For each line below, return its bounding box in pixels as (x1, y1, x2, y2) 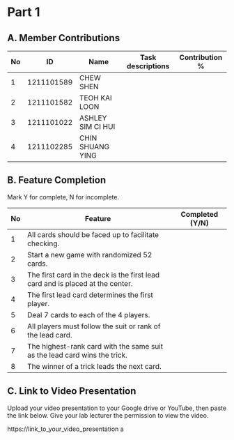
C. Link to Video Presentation (7, 385, 136, 397)
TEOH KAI (79, 93, 113, 103)
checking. (27, 238, 60, 248)
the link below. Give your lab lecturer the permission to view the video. (7, 411, 209, 419)
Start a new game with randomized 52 (27, 250, 153, 259)
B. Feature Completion (7, 174, 107, 186)
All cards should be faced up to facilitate (27, 229, 159, 239)
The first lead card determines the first (27, 290, 153, 300)
